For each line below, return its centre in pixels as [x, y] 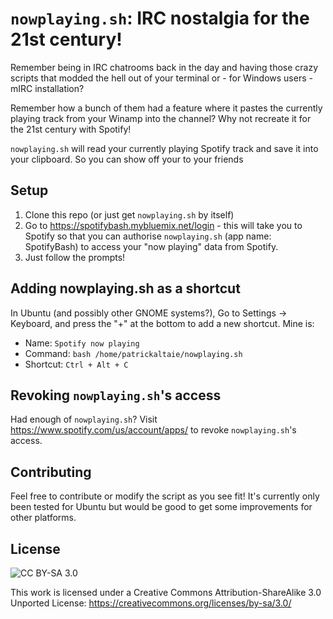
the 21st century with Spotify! [71, 129]
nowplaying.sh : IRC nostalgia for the [160, 18]
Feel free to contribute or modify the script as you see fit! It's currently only [165, 496]
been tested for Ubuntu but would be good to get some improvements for [161, 507]
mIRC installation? [47, 88]
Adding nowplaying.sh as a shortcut [125, 288]
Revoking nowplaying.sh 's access [116, 395]
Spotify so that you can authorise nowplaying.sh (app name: [148, 236]
